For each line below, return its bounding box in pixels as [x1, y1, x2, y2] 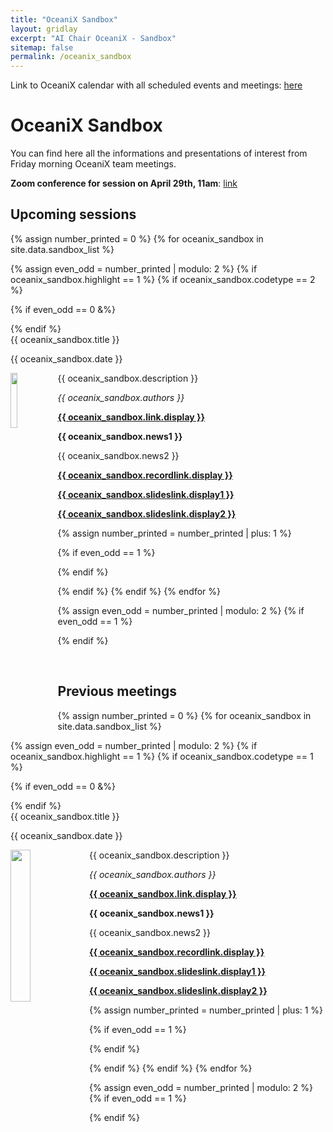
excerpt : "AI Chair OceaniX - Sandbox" [10, 33, 177, 43]
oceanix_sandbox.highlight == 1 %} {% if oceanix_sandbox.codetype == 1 [10, 750, 314, 762]
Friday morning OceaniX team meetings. [10, 158, 177, 170]
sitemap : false [10, 42, 74, 53]
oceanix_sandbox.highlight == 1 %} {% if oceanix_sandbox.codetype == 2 [10, 273, 316, 285]
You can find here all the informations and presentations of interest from [10, 147, 308, 160]
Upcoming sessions [10, 206, 137, 223]
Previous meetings [57, 683, 178, 700]
